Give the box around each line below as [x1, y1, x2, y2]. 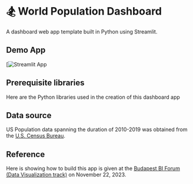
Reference [6, 149, 45, 159]
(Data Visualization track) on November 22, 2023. [6, 171, 127, 178]
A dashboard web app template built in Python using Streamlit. [6, 28, 158, 35]
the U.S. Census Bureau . [6, 132, 66, 139]
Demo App [6, 45, 46, 55]
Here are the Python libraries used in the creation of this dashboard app [6, 93, 181, 101]
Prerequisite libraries [6, 78, 85, 88]
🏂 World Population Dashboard [6, 5, 162, 18]
